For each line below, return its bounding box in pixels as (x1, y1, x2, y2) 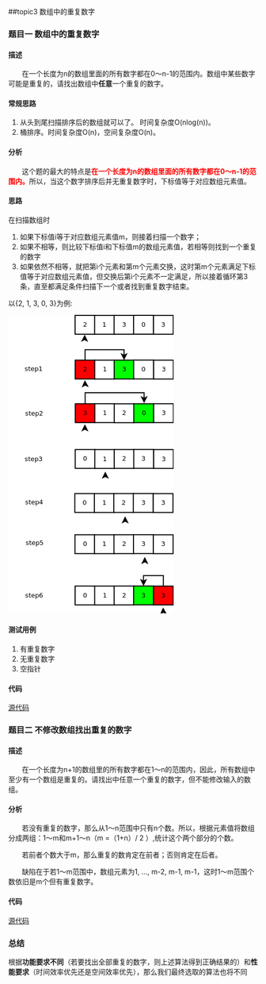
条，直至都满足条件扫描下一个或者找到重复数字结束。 (19, 281, 194, 291)
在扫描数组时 (8, 215, 50, 225)
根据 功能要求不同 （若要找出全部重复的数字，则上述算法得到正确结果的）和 (8, 957, 251, 967)
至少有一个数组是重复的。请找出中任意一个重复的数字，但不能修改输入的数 (8, 775, 251, 784)
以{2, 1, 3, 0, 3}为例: (8, 298, 73, 308)
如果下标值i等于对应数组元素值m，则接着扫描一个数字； (19, 232, 202, 241)
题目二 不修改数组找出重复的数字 (8, 725, 132, 736)
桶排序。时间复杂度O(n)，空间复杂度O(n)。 (19, 128, 161, 137)
